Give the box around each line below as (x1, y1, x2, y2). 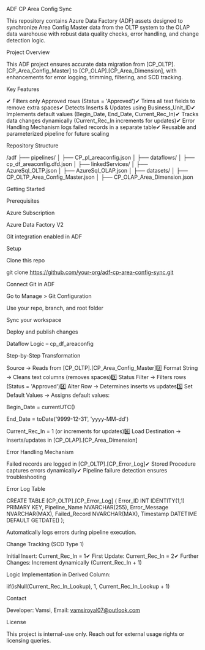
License (6, 619, 26, 625)
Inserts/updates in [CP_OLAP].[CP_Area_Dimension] (6, 436, 138, 444)
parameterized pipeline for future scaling (6, 130, 110, 137)
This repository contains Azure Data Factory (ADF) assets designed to (6, 17, 184, 24)
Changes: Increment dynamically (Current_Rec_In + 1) (6, 559, 142, 566)
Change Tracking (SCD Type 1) (6, 541, 84, 547)
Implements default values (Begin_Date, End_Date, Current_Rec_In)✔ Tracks (6, 111, 199, 117)
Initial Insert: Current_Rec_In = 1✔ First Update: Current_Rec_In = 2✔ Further (6, 552, 199, 560)
